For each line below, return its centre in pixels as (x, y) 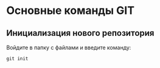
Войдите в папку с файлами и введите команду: (69, 47)
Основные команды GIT (71, 11)
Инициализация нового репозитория (80, 33)
